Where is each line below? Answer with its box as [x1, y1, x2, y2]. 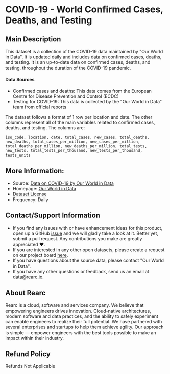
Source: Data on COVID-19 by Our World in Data [12, 180, 114, 186]
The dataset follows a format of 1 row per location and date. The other [5, 114, 153, 120]
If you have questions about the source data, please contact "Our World [12, 257, 164, 263]
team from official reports [12, 104, 67, 111]
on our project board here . [12, 252, 68, 258]
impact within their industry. [5, 335, 64, 341]
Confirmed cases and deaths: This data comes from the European [12, 88, 152, 94]
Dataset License [12, 191, 47, 197]
